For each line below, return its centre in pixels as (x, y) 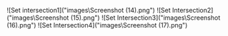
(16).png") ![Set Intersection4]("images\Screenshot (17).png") (97, 25)
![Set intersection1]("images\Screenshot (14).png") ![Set (89, 10)
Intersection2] (193, 10)
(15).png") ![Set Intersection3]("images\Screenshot (145, 18)
